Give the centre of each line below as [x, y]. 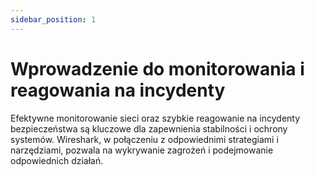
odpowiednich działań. [57, 160]
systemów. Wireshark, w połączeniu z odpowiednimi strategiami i [144, 139]
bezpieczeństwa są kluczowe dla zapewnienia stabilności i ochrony [149, 128]
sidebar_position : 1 [53, 19]
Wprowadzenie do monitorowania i [157, 68]
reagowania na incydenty [118, 90]
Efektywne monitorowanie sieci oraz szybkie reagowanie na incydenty [155, 118]
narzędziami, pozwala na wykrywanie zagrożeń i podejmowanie [142, 150]
